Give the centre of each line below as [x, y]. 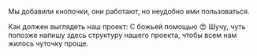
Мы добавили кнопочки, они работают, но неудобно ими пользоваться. [129, 11]
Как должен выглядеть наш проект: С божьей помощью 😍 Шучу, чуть [127, 26]
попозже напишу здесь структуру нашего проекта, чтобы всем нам [123, 35]
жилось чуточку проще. [48, 43]
